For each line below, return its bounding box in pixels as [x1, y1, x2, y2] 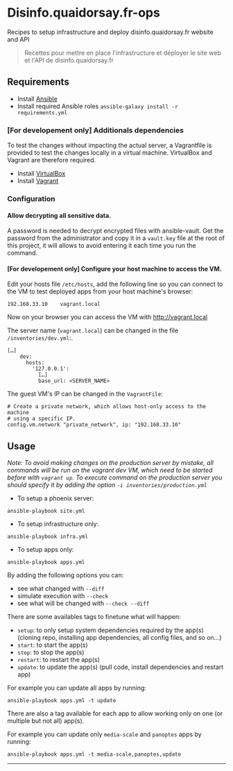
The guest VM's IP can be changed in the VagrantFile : [7, 390, 163, 398]
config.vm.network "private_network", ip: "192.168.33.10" [7, 421, 182, 428]
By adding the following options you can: [7, 571, 124, 579]
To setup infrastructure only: [17, 520, 99, 528]
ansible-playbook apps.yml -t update [7, 697, 116, 704]
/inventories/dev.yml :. [7, 334, 74, 342]
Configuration [7, 194, 55, 203]
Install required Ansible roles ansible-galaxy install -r [17, 102, 178, 110]
